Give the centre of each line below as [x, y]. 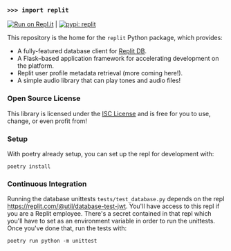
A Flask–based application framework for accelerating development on [118, 59]
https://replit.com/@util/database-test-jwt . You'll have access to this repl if [113, 206]
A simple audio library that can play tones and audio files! [99, 81]
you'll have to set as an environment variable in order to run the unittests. [111, 221]
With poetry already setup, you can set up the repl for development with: [111, 154]
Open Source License [44, 98]
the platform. [35, 66]
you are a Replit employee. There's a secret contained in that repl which [110, 214]
